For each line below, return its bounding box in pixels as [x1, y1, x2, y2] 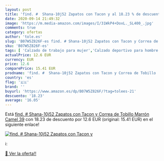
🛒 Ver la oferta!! [5, 151, 37, 157]
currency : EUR [5, 57, 34, 62]
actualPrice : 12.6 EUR [5, 52, 51, 58]
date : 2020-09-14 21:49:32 [5, 16, 60, 21]
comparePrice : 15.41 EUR [5, 66, 56, 71]
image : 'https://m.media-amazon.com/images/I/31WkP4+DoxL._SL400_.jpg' [5, 20, 154, 26]
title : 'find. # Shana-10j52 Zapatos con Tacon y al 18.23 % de [5, 12, 141, 17]
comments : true [5, 25, 36, 30]
